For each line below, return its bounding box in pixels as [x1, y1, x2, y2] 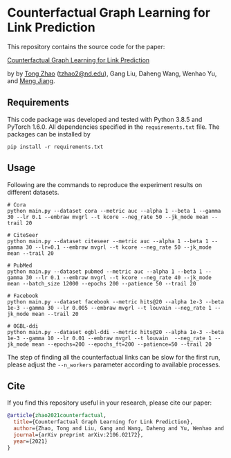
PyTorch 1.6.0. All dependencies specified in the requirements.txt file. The [7, 123, 220, 131]
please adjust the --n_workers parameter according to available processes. [7, 360, 221, 369]
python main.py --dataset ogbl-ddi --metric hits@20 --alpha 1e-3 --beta [7, 328, 225, 335]
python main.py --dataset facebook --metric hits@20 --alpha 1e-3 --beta [7, 298, 225, 306]
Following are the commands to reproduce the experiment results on [7, 180, 203, 188]
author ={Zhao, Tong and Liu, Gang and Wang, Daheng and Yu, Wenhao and [13, 425, 225, 432]
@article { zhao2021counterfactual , [7, 412, 107, 419]
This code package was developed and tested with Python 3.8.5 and [7, 115, 203, 123]
